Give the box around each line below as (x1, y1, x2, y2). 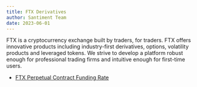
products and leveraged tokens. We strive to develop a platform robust (6, 50, 184, 57)
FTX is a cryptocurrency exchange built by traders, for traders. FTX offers (6, 37, 192, 44)
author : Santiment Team (6, 14, 67, 21)
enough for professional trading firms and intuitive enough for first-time (6, 56, 185, 63)
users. (6, 62, 22, 69)
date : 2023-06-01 (6, 20, 50, 26)
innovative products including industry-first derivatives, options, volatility (6, 43, 189, 50)
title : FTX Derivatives (6, 8, 67, 15)
